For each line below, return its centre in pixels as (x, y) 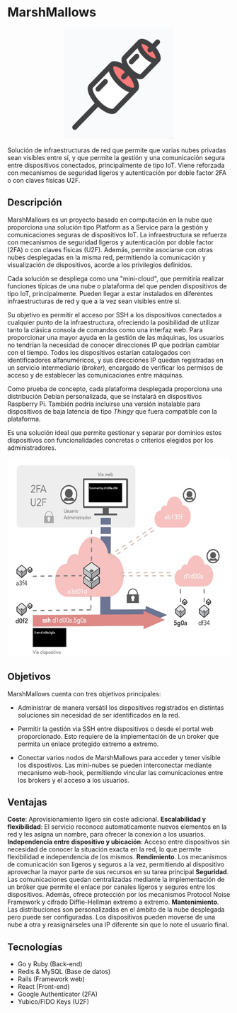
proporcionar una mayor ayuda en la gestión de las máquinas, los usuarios (116, 337)
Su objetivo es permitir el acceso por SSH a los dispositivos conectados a (115, 315)
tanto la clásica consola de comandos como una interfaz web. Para (105, 329)
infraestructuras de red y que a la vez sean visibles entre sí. (94, 301)
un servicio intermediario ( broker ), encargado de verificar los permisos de (115, 367)
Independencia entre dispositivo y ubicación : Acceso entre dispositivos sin (118, 842)
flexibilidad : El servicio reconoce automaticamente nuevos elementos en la (117, 827)
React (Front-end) (44, 987)
